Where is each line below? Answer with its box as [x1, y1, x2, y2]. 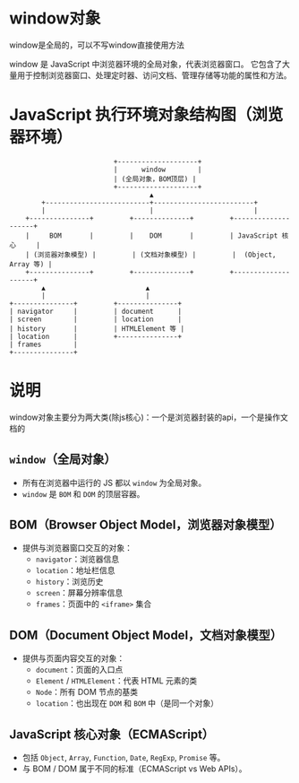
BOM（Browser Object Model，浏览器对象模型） [9, 518, 282, 533]
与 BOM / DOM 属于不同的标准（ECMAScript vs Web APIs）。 [21, 763, 248, 774]
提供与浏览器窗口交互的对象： [21, 543, 132, 553]
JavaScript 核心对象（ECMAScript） [9, 726, 215, 742]
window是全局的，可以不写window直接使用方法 [9, 39, 185, 50]
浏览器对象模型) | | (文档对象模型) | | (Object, [37, 250, 277, 259]
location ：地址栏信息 [35, 565, 115, 576]
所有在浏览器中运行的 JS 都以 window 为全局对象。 [21, 477, 207, 488]
